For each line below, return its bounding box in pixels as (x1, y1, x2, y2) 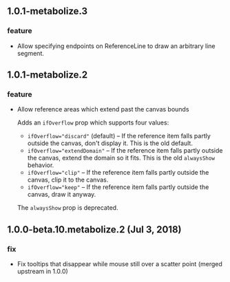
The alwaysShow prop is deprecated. (17, 204, 118, 212)
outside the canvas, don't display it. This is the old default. (27, 139, 193, 147)
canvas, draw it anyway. (27, 191, 96, 199)
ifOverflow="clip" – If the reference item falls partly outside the (27, 169, 209, 177)
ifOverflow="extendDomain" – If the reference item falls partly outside (27, 147, 223, 155)
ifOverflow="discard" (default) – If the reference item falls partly (27, 132, 211, 140)
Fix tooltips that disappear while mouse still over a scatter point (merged (17, 260, 222, 268)
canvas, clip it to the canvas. (27, 175, 109, 184)
